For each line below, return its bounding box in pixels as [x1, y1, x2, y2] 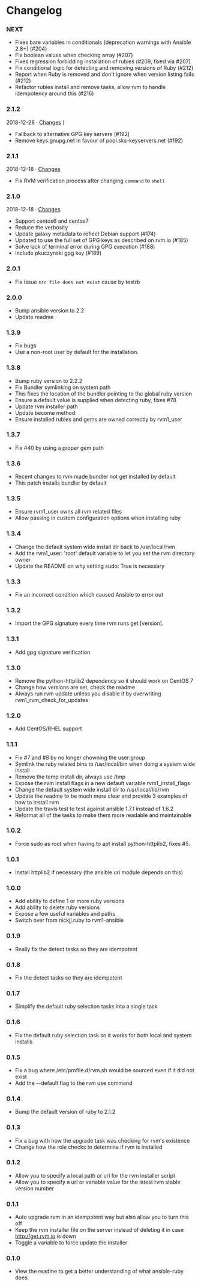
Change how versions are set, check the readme [14, 683, 136, 691]
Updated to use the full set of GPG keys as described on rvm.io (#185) [14, 237, 188, 244]
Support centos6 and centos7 [14, 217, 89, 225]
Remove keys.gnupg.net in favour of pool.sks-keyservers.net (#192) [14, 137, 184, 144]
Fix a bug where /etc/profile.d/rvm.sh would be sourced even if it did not [14, 1066, 195, 1073]
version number [14, 1184, 55, 1192]
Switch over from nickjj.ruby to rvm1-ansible [14, 916, 124, 924]
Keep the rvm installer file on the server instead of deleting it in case [14, 1226, 184, 1234]
